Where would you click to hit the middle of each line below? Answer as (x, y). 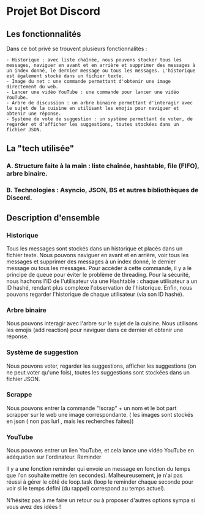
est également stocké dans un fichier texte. (65, 76)
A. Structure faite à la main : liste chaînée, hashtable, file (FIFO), (103, 166)
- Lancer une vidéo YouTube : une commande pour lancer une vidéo (93, 92)
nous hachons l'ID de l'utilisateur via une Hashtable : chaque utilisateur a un (102, 281)
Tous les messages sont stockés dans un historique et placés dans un (95, 248)
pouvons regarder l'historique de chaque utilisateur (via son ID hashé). (95, 294)
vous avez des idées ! (34, 507)
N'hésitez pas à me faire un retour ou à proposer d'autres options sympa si (101, 500)
